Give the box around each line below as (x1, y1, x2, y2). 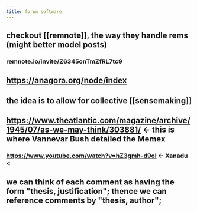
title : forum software (6, 8, 62, 15)
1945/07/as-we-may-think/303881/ (6, 125, 141, 135)
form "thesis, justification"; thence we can (6, 186, 167, 196)
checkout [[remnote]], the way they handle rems (6, 31, 188, 41)
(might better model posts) (6, 39, 108, 50)
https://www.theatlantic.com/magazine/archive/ (6, 116, 190, 126)
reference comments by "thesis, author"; (6, 196, 162, 206)
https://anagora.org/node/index (6, 75, 127, 85)
